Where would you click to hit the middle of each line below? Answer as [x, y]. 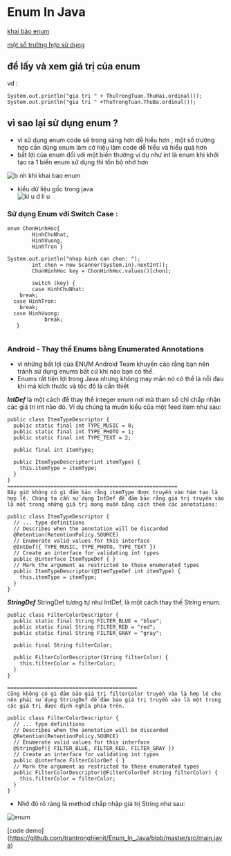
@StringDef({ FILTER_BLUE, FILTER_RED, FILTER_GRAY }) [94, 749]
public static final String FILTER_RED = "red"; [85, 627]
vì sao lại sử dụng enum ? [63, 123]
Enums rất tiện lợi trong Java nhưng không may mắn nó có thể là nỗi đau [120, 379]
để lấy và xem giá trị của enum [74, 67]
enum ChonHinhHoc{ [34, 228]
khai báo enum [28, 31]
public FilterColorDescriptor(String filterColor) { [91, 658]
